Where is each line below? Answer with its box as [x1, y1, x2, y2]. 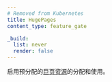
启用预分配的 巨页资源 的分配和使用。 [7, 68, 109, 75]
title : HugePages [7, 16, 57, 23]
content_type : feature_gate [7, 23, 87, 29]
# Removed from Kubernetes [7, 10, 84, 17]
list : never [13, 42, 48, 49]
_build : [7, 35, 29, 42]
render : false [13, 48, 53, 55]
